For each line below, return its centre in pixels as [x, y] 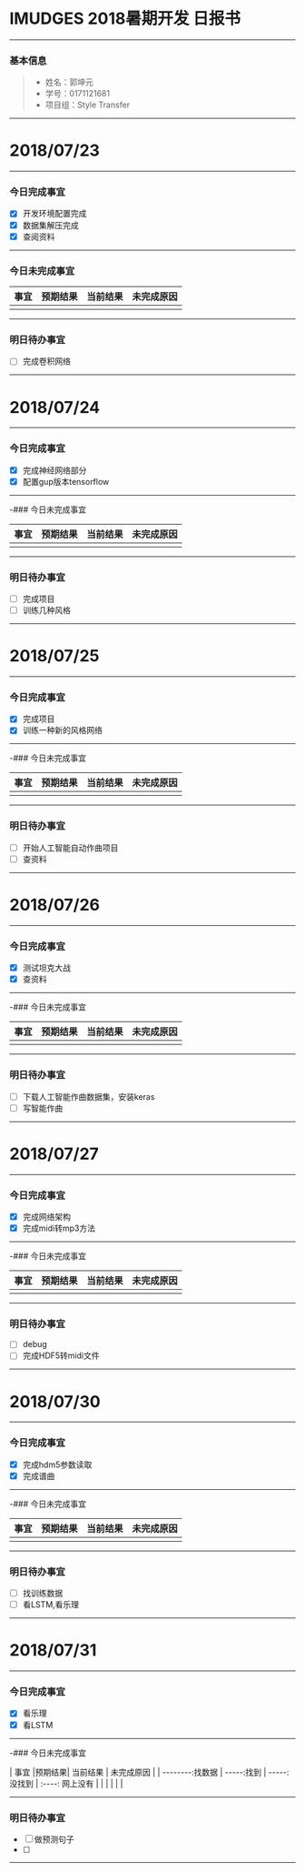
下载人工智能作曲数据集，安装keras [89, 1096]
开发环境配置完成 [54, 214]
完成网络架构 [46, 1216]
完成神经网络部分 [54, 470]
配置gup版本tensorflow [66, 481]
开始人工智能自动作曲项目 [70, 848]
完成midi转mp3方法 [59, 1228]
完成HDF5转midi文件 [61, 1355]
